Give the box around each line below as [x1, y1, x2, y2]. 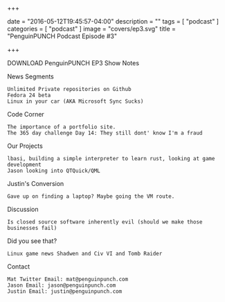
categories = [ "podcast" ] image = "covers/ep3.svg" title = [7, 25, 177, 33]
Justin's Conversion [7, 180, 64, 187]
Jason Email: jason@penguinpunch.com [7, 282, 116, 289]
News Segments [7, 72, 54, 81]
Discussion [7, 205, 39, 213]
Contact [7, 262, 30, 271]
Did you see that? [7, 237, 57, 245]
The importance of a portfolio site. [7, 124, 116, 131]
